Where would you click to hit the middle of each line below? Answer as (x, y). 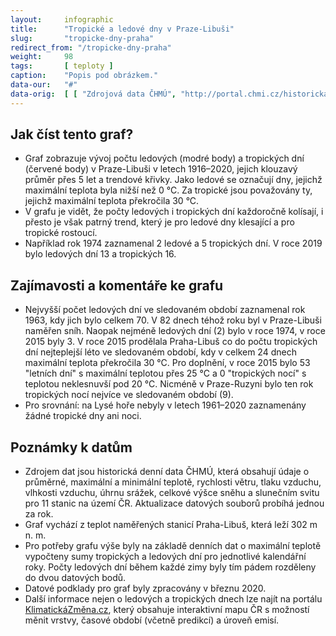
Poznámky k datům (71, 447)
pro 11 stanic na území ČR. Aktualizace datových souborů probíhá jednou (174, 503)
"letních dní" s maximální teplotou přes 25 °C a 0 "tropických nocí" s (165, 373)
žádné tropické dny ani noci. (83, 416)
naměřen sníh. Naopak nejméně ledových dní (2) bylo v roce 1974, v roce (175, 331)
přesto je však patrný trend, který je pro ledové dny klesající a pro (159, 222)
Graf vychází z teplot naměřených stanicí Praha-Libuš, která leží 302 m (171, 525)
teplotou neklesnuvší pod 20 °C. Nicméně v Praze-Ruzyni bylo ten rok (169, 384)
